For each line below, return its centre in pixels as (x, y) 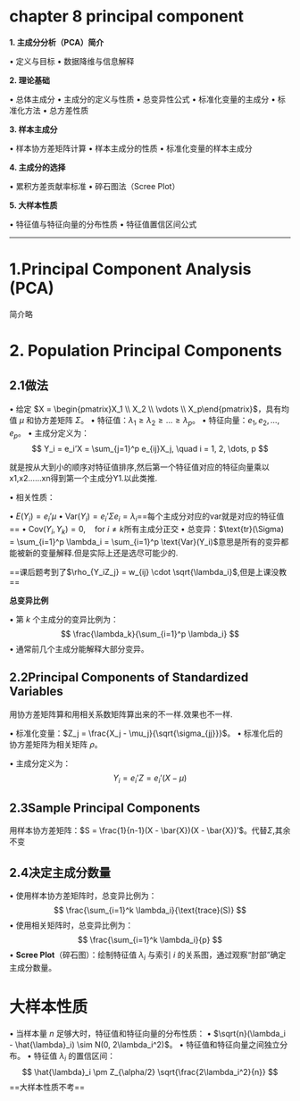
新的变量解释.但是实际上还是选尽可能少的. (101, 553)
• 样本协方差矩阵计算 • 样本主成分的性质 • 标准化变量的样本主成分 (131, 148)
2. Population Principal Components (146, 351)
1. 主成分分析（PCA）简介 (57, 42)
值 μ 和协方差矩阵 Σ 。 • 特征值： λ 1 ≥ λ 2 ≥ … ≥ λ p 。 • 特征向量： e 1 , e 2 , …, (144, 421)
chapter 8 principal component (126, 17)
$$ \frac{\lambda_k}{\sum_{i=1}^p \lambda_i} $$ (150, 634)
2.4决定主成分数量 (60, 872)
